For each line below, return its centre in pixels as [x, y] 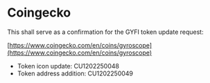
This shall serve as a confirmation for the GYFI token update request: [105, 32]
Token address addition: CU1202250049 [75, 73]
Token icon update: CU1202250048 [68, 66]
